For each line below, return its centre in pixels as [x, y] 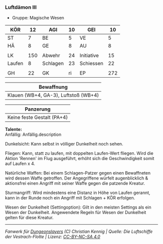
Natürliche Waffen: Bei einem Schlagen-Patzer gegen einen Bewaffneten [78, 173]
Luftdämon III [21, 7]
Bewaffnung [53, 87]
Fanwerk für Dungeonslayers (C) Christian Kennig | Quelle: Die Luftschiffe [79, 231]
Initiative [89, 56]
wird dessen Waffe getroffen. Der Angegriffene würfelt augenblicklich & [77, 178]
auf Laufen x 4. [20, 163]
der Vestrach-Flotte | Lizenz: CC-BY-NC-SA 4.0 [53, 237]
